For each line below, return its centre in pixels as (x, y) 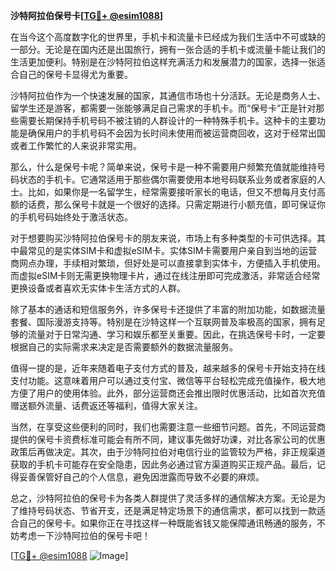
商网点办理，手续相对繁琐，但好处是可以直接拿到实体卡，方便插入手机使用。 (168, 263)
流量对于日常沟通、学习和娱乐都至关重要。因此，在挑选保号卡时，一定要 (176, 334)
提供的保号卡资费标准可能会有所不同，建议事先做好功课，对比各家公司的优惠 (168, 439)
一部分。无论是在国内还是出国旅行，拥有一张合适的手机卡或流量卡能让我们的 (168, 49)
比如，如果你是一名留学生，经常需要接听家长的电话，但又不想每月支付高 (176, 192)
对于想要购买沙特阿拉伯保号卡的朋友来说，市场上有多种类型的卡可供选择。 (163, 238)
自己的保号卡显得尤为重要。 (75, 74)
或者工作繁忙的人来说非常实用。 (76, 145)
